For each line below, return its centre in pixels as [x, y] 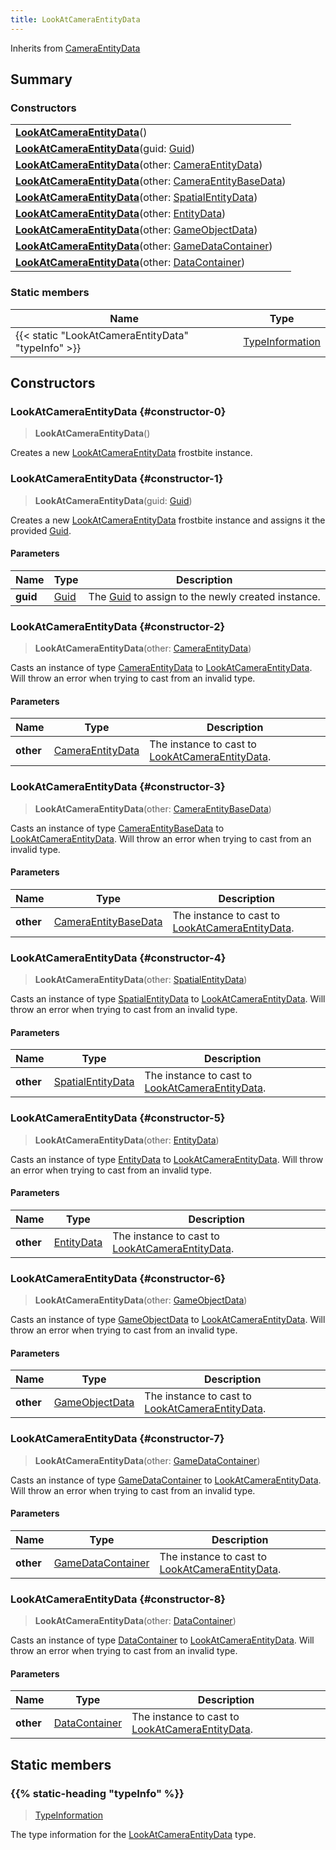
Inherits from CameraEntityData [75, 48]
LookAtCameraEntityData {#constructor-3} [118, 787]
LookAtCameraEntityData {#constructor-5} [118, 1118]
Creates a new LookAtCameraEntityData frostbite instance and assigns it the [168, 520]
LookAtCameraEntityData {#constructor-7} [117, 1439]
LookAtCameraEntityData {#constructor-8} [118, 1599]
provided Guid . [41, 530]
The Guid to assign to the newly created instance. [204, 596]
